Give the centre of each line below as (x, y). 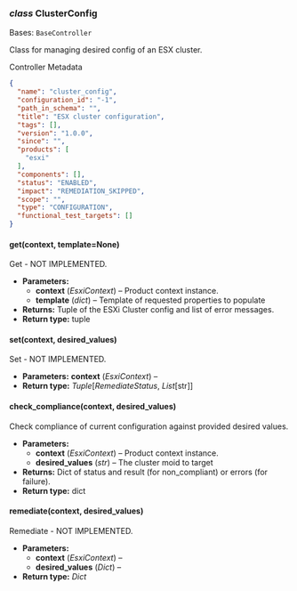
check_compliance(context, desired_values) (93, 407)
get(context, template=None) (64, 244)
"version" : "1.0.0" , (55, 133)
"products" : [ (43, 150)
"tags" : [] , (40, 125)
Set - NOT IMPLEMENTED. (58, 360)
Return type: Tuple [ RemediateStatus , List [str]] (108, 386)
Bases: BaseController (51, 33)
